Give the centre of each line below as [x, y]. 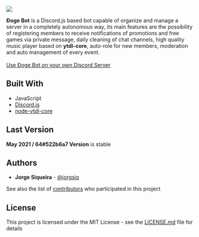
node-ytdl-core [34, 111]
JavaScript [28, 98]
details [14, 229]
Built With [25, 84]
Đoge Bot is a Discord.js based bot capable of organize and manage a [92, 20]
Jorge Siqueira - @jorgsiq [47, 177]
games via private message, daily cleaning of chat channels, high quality [95, 39]
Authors [22, 163]
